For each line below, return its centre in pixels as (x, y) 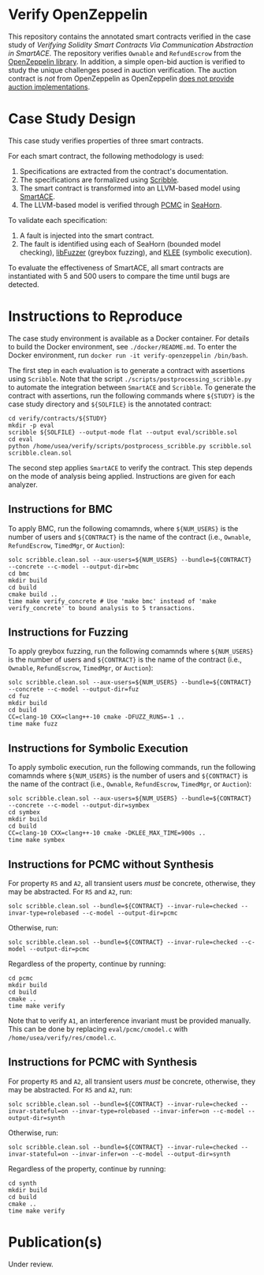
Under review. (31, 1264)
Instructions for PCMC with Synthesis (103, 1062)
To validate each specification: (58, 220)
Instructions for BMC (60, 509)
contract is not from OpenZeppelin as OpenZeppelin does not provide (121, 78)
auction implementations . (49, 87)
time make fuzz (33, 724)
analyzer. (23, 485)
